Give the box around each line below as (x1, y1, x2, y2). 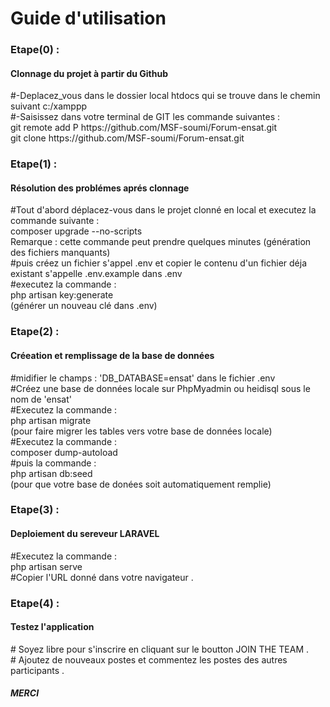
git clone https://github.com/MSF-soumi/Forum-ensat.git (10, 132, 245, 144)
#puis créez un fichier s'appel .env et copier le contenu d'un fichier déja (10, 257, 308, 269)
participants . (10, 664, 65, 676)
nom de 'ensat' (10, 393, 72, 405)
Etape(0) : (10, 43, 60, 57)
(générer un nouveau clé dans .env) (10, 300, 158, 312)
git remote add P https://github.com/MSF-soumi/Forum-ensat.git (10, 122, 277, 134)
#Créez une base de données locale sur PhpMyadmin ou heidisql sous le (10, 382, 311, 394)
